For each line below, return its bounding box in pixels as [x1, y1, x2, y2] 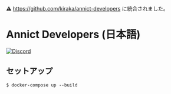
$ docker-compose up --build [6, 82, 78, 88]
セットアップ [6, 66, 53, 76]
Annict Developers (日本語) [6, 28, 140, 41]
